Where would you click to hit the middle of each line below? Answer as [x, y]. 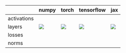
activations [21, 18]
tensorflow [92, 10]
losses [16, 35]
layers [15, 26]
